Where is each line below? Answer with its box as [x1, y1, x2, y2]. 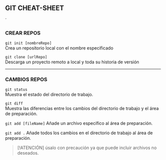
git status [5, 87, 28, 92]
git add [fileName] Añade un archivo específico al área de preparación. [5, 120, 153, 126]
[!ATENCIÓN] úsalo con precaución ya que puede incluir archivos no [17, 145, 157, 151]
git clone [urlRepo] [5, 54, 48, 60]
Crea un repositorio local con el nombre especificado [5, 45, 114, 51]
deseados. [17, 150, 39, 156]
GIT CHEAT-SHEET [5, 4, 64, 12]
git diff [5, 101, 23, 106]
